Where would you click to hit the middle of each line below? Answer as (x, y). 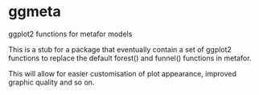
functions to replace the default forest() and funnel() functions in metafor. (130, 58)
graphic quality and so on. (51, 82)
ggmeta (35, 12)
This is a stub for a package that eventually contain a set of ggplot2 (120, 49)
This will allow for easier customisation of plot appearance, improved (123, 73)
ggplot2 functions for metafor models (70, 34)
